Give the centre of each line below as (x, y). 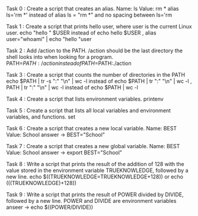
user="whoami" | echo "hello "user (49, 39)
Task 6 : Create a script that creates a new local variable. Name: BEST (92, 128)
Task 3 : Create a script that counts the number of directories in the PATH (96, 75)
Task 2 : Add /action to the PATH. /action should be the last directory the (94, 51)
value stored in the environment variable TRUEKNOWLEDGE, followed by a (97, 170)
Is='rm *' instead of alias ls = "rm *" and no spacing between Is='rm (89, 15)
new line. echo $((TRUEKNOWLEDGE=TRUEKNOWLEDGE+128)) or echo (95, 177)
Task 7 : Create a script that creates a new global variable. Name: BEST (93, 146)
